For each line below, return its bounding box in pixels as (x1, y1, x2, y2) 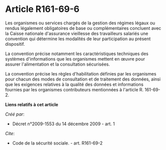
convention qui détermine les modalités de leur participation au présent (5, 36, 151, 42)
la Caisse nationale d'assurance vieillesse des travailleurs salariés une (5, 30, 149, 36)
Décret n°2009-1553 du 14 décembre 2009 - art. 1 (12, 121, 115, 127)
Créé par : (5, 111, 25, 117)
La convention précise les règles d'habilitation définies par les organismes (5, 71, 157, 76)
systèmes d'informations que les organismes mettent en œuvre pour (5, 56, 145, 62)
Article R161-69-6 (5, 3, 80, 15)
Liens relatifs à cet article (5, 101, 58, 107)
